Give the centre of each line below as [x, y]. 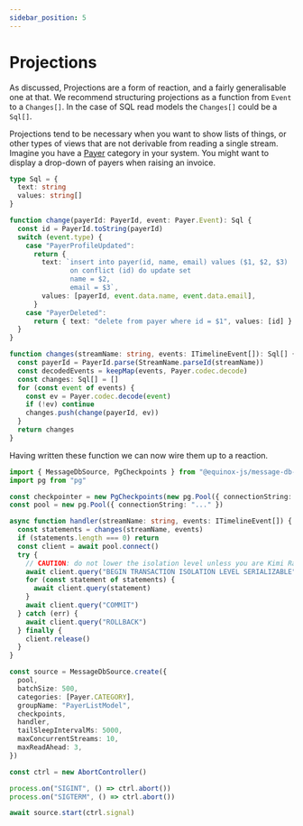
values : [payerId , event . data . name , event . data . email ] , [149, 296]
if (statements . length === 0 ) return [88, 538]
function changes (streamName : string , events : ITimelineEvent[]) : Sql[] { [153, 354]
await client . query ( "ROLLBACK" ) [86, 622]
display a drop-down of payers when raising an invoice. [113, 162]
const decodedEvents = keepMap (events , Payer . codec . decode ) [133, 371]
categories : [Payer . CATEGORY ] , [76, 697]
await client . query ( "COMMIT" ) [83, 606]
